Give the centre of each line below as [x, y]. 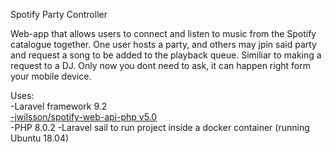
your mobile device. [51, 76]
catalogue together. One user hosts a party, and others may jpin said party [163, 44]
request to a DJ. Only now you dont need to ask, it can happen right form [160, 65]
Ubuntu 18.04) [40, 138]
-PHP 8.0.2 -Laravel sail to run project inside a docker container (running [160, 127]
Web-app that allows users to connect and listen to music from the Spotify [163, 33]
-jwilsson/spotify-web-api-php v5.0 [84, 117]
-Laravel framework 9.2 [59, 106]
